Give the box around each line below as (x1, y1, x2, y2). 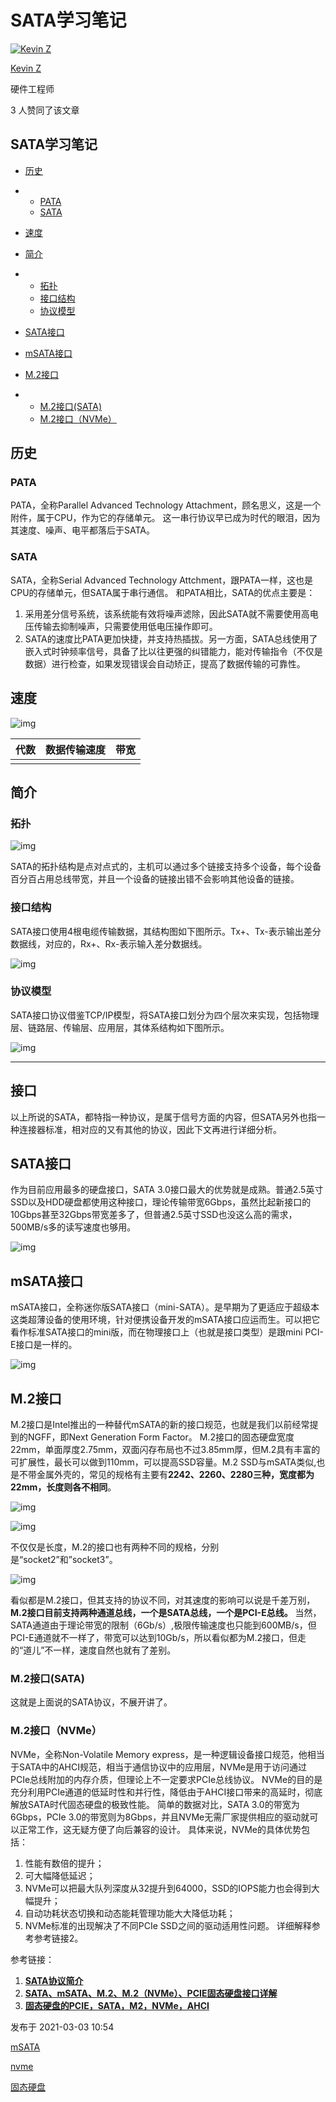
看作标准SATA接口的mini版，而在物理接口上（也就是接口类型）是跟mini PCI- (10, 1326, 324, 1338)
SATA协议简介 (24, 1974, 84, 1986)
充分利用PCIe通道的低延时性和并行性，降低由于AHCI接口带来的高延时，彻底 (10, 1786, 323, 1798)
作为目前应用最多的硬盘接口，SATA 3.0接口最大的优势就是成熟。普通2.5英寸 (10, 1184, 324, 1196)
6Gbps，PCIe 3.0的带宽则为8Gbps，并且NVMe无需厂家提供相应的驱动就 (10, 1811, 310, 1823)
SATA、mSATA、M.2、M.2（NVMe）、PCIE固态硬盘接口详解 (24, 1987, 278, 1999)
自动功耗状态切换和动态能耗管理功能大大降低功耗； (24, 1907, 236, 1919)
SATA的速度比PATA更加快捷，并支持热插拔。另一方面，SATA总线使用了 (24, 632, 318, 645)
